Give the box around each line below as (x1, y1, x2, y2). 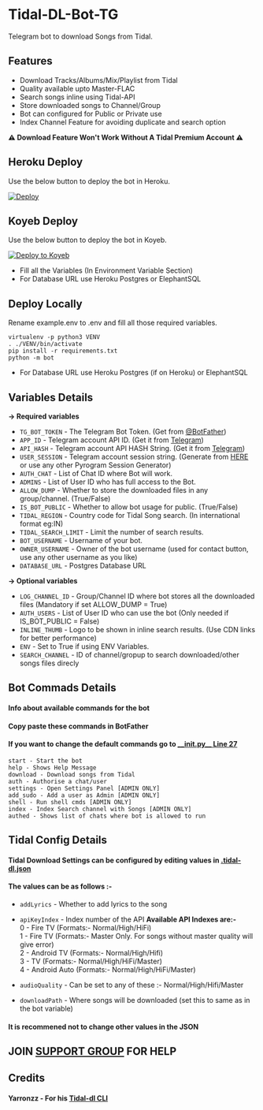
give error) (19, 940, 54, 949)
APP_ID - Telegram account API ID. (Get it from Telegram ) (19, 435, 205, 445)
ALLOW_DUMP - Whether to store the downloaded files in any (19, 486, 209, 494)
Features (8, 54, 53, 68)
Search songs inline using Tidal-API (19, 92, 135, 102)
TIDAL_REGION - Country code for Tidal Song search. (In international (19, 511, 240, 520)
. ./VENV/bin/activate (8, 341, 83, 348)
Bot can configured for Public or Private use (19, 109, 163, 118)
